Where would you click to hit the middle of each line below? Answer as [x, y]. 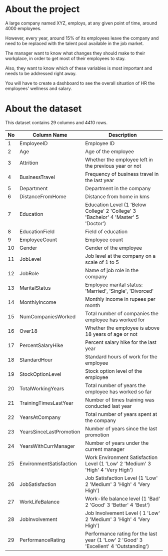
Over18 [29, 331]
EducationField [37, 231]
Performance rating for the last [121, 533]
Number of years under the [117, 443]
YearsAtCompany [40, 417]
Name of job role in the [112, 270]
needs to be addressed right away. [41, 73]
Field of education [106, 231]
